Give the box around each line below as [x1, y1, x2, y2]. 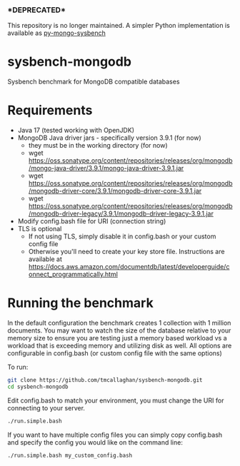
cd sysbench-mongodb [7, 383, 69, 390]
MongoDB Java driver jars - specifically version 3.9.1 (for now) [17, 133, 201, 142]
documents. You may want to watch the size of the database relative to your [7, 326, 231, 335]
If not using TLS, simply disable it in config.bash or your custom [28, 232, 216, 240]
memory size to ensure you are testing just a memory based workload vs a [7, 334, 227, 343]
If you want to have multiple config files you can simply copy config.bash [7, 430, 223, 439]
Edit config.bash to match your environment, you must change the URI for [7, 396, 224, 405]
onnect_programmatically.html [28, 270, 118, 279]
